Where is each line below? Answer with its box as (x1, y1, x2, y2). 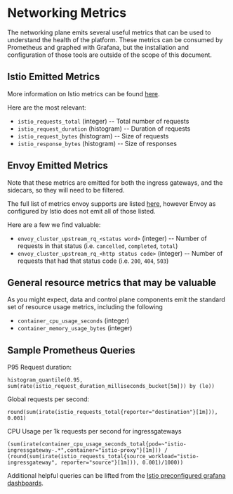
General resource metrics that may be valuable (7, 276, 216, 289)
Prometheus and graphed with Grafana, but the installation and (7, 43, 189, 51)
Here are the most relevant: (7, 103, 86, 112)
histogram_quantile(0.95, (7, 377, 83, 384)
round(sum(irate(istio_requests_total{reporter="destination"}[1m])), (7, 409, 218, 416)
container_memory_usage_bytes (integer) (17, 324, 133, 332)
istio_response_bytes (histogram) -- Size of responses (17, 139, 178, 148)
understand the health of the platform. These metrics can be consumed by (7, 35, 223, 44)
